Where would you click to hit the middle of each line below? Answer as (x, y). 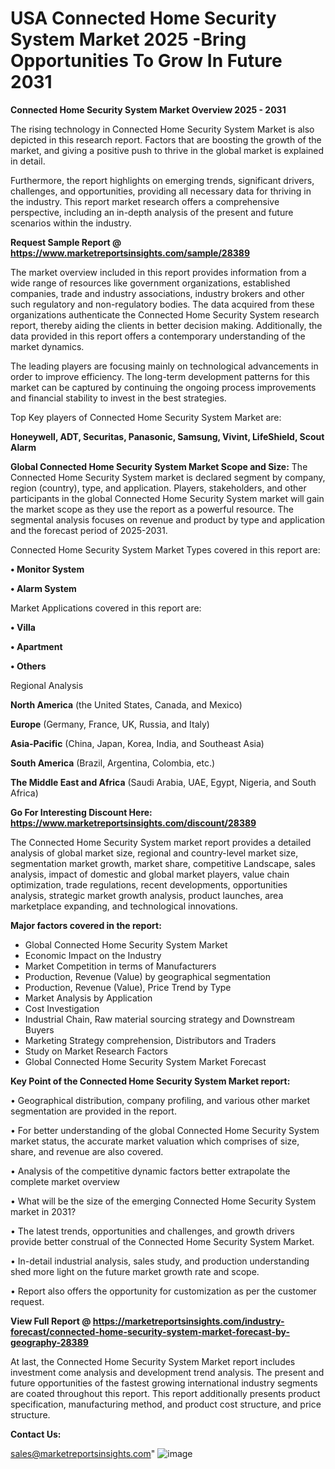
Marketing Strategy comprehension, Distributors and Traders (150, 1040)
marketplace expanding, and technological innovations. (124, 906)
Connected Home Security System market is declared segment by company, (168, 477)
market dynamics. (47, 346)
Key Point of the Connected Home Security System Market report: (150, 1081)
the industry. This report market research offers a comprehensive (145, 201)
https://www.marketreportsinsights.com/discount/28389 (133, 823)
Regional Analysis (47, 685)
